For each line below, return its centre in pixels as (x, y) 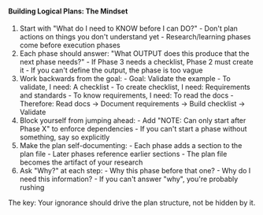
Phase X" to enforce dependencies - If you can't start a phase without (133, 129)
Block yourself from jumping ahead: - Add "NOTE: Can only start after (133, 120)
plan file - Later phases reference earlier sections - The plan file (123, 154)
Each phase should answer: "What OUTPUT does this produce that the (134, 54)
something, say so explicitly (65, 137)
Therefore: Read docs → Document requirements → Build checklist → (132, 104)
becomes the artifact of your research (81, 162)
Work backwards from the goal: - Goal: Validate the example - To (125, 79)
